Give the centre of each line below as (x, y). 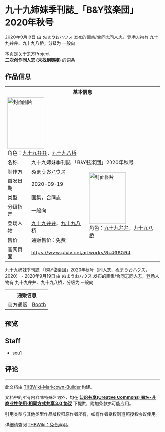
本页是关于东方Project (27, 54)
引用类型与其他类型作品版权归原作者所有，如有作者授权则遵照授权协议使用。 (82, 414)
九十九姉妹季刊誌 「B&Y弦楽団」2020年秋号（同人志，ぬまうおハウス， (78, 270)
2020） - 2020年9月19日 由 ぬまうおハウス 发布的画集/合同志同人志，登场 (80, 276)
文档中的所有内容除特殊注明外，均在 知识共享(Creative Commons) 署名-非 (81, 397)
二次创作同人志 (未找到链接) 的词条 (40, 60)
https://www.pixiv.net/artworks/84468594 (81, 252)
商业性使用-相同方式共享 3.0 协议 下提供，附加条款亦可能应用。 (69, 403)
